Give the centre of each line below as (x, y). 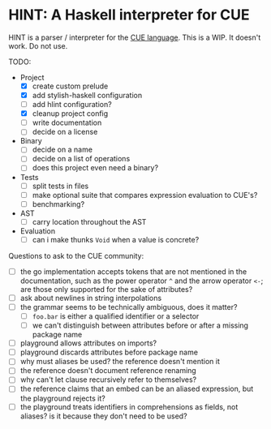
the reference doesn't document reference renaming (108, 371)
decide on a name (62, 150)
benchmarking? (58, 204)
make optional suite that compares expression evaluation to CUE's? (145, 195)
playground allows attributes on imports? (88, 343)
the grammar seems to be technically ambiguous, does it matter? (129, 307)
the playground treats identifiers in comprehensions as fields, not (129, 406)
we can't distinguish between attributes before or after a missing (140, 325)
